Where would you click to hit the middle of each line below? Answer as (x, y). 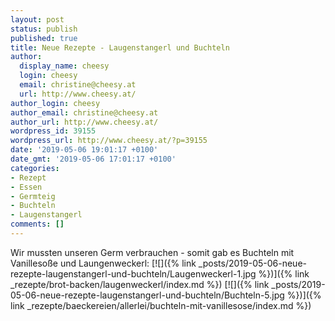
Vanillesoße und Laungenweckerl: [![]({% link (103, 263)
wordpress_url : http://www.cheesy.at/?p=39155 (109, 141)
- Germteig (33, 196)
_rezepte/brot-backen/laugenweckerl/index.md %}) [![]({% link (140, 284)
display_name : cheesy (64, 66)
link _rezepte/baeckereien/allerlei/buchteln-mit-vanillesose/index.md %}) (161, 305)
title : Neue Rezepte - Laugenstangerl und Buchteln (120, 47)
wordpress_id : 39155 (53, 131)
